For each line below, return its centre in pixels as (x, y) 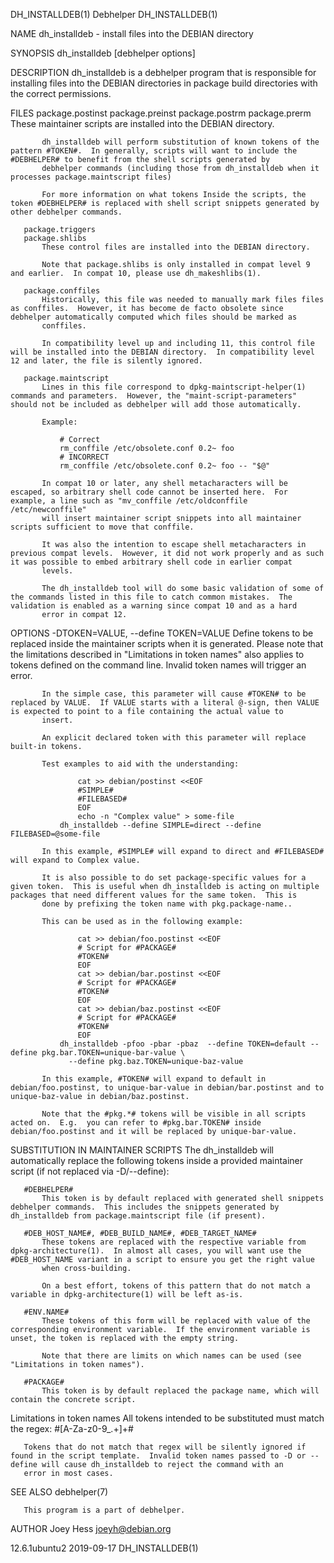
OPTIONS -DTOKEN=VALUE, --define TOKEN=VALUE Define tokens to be (162, 633)
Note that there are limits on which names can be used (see (171, 1356)
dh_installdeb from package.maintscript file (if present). (138, 1216)
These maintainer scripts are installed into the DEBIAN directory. (142, 123)
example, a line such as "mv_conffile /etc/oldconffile (129, 501)
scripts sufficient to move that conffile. (102, 527)
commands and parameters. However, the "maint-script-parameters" (154, 396)
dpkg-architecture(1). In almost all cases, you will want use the (156, 1251)
